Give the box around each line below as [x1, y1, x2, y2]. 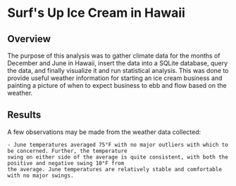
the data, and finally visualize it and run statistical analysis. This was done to [7, 67, 229, 74]
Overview [7, 33, 51, 45]
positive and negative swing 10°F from [7, 159, 125, 166]
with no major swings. [7, 172, 74, 179]
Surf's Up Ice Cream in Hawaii [7, 5, 185, 21]
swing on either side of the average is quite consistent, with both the [7, 153, 229, 161]
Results [7, 109, 42, 121]
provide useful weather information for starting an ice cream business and [7, 74, 223, 82]
